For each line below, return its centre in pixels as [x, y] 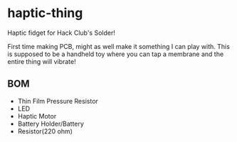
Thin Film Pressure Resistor [58, 101]
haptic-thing [45, 13]
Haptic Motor [37, 116]
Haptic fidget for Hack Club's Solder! [61, 33]
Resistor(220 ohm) [45, 131]
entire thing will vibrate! [42, 61]
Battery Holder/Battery [51, 124]
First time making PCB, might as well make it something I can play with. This [118, 46]
